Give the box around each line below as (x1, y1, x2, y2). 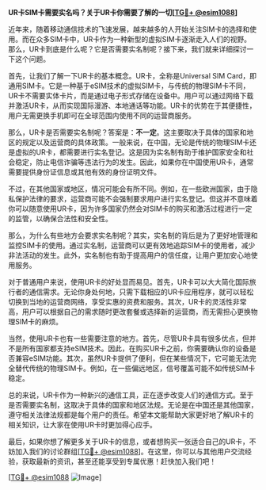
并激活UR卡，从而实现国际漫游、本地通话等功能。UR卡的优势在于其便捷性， (8, 101, 256, 110)
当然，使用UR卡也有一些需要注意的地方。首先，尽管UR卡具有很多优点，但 (8, 334, 249, 343)
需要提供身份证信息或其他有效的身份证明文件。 (8, 167, 161, 177)
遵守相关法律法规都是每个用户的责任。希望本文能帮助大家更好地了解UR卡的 (8, 410, 254, 419)
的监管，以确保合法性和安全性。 (8, 214, 112, 223)
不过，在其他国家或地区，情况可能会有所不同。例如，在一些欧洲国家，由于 (8, 184, 251, 193)
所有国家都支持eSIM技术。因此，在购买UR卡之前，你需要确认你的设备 (21, 344, 249, 353)
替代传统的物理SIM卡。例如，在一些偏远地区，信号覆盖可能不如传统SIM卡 (14, 364, 256, 373)
